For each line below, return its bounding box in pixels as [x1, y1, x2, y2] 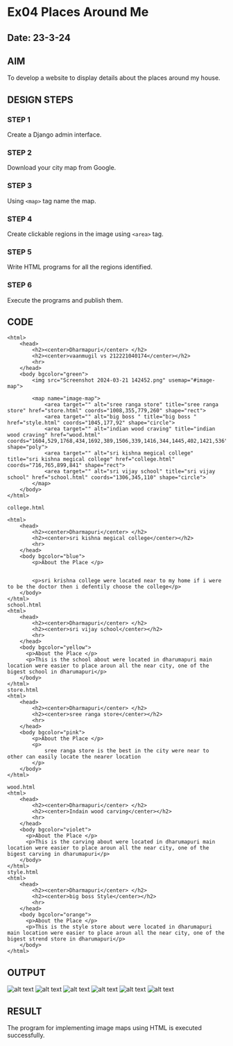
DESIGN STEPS [7, 94, 74, 106]
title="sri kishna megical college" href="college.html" [7, 456, 175, 463]
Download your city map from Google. [7, 164, 116, 172]
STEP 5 [7, 247, 33, 257]
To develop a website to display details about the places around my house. [7, 74, 221, 82]
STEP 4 [7, 214, 33, 223]
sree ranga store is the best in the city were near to [44, 748, 209, 754]
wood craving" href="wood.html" [7, 432, 101, 439]
